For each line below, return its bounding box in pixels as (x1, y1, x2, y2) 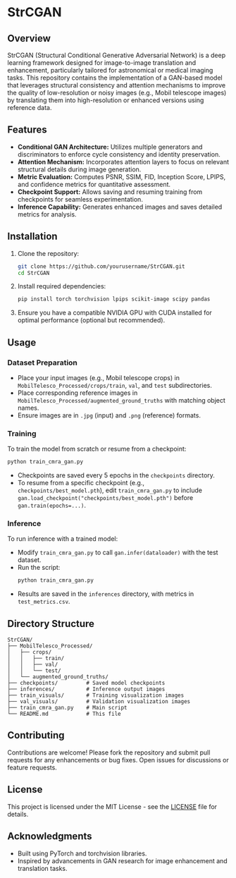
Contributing (7, 729, 65, 741)
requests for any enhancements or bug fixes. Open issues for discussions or (7, 755, 229, 764)
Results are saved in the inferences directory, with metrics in (17, 590, 194, 598)
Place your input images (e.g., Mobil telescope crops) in (17, 373, 180, 382)
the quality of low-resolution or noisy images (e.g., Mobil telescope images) (7, 89, 227, 97)
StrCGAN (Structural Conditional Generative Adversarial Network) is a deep (7, 51, 226, 59)
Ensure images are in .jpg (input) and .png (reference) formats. (17, 410, 201, 420)
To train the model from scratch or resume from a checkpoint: (7, 445, 187, 453)
